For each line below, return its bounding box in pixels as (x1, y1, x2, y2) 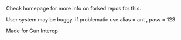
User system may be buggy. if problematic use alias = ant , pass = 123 (6, 16, 176, 23)
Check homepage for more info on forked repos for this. (6, 5, 142, 12)
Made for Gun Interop (6, 27, 59, 34)
